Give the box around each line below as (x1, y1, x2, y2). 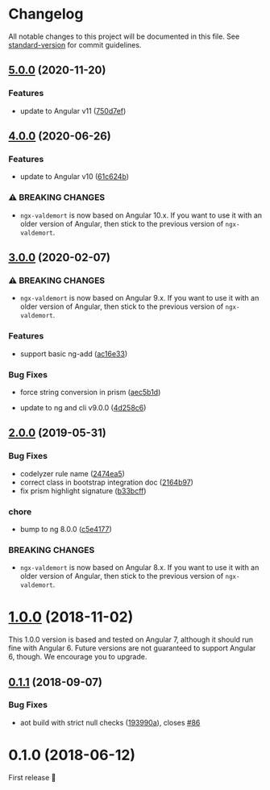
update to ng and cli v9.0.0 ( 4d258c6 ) (19, 402, 147, 412)
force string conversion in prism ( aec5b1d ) (19, 387, 161, 397)
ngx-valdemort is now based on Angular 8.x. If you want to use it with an (19, 563, 260, 572)
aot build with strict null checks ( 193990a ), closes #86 (19, 717, 201, 727)
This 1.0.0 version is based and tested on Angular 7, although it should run (8, 634, 254, 645)
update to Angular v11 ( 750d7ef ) (19, 106, 127, 115)
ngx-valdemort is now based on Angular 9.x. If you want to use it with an (19, 293, 260, 303)
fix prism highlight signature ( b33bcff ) (19, 485, 147, 496)
